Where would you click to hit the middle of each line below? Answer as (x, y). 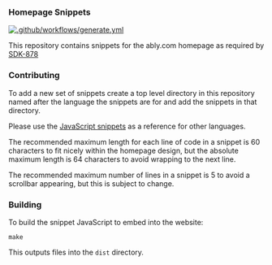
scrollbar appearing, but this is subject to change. (91, 183)
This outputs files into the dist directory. (76, 252)
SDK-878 (24, 54)
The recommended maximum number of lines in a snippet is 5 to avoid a (129, 175)
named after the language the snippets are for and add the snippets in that (133, 102)
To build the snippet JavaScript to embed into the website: (106, 222)
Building (25, 204)
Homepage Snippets (50, 12)
